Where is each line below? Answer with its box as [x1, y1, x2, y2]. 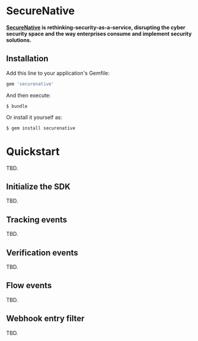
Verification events [6, 248, 78, 258]
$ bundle [6, 103, 28, 109]
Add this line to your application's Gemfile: [6, 70, 110, 77]
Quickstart [6, 144, 60, 158]
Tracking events [6, 214, 68, 225]
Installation [6, 53, 49, 64]
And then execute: [6, 91, 51, 99]
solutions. [6, 36, 31, 43]
